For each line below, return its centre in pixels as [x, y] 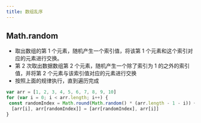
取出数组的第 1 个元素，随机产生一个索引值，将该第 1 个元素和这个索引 [101, 51]
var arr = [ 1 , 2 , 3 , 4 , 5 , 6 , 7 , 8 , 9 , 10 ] [61, 92]
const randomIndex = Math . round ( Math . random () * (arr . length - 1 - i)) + [103, 103]
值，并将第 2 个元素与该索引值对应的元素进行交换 [76, 73]
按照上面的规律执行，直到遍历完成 [57, 81]
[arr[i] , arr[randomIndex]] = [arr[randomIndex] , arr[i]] [86, 109]
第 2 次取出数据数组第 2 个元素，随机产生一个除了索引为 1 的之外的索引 [102, 66]
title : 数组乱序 [25, 12]
